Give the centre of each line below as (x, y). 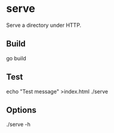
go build (16, 58)
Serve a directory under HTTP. (44, 25)
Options (21, 110)
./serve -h (19, 125)
